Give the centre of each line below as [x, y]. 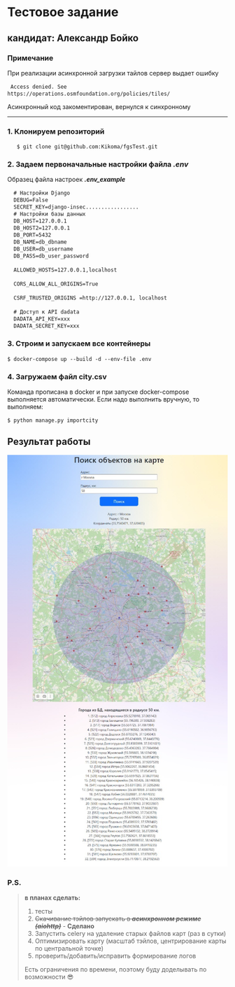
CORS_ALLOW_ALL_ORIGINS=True [56, 284]
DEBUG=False [31, 200]
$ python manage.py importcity [53, 420]
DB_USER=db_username [43, 249]
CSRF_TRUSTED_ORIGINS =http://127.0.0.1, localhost [91, 298]
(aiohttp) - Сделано [64, 926]
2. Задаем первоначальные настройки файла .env [98, 164]
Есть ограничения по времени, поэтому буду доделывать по [115, 969]
